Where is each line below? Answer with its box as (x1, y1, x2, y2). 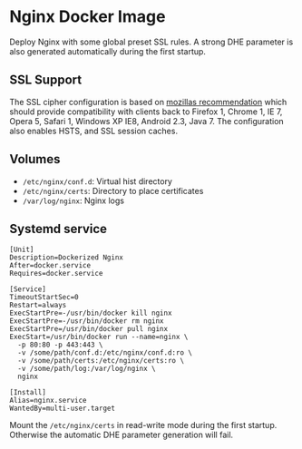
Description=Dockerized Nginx (9, 253, 124, 262)
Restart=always (9, 301, 67, 310)
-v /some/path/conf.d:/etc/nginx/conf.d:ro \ (17, 348, 193, 357)
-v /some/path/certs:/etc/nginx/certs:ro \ (17, 356, 184, 366)
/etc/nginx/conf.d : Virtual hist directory (22, 175, 172, 187)
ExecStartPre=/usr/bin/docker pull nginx (9, 325, 169, 334)
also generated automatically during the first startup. (9, 45, 207, 56)
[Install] (9, 388, 47, 397)
